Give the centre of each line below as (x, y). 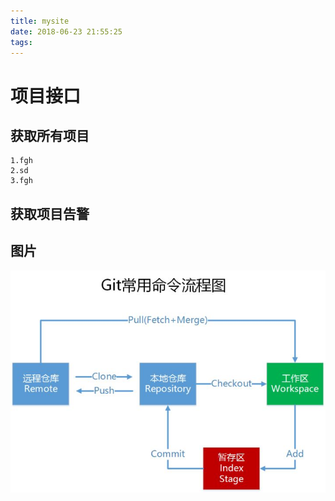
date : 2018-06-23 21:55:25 (66, 31)
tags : (21, 42)
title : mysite (40, 21)
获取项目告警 (50, 213)
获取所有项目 (50, 135)
